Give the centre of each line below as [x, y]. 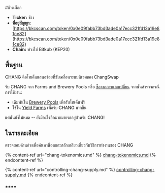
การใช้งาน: [14, 92]
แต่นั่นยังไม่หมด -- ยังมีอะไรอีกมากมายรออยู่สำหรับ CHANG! [55, 117]
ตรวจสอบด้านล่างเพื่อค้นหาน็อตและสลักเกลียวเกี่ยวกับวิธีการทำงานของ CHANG [69, 145]
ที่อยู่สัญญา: [21, 23]
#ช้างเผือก [14, 8]
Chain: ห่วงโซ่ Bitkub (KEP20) [41, 49]
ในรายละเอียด [22, 133]
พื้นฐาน [14, 65]
